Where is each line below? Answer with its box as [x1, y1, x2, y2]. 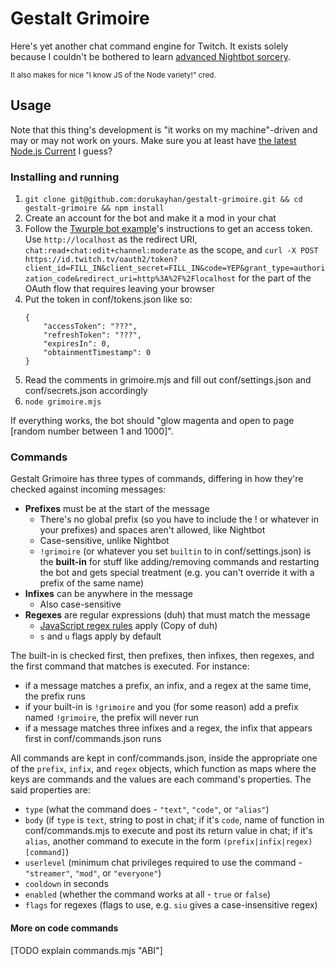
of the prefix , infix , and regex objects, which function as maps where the [10, 763, 317, 775]
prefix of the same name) [39, 577, 145, 589]
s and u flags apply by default [39, 630, 162, 642]
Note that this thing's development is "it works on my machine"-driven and [10, 123, 318, 136]
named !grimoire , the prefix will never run [24, 712, 199, 724]
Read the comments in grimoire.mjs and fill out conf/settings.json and [24, 374, 312, 386]
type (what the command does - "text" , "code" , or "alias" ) [24, 803, 270, 816]
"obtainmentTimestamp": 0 [43, 348, 152, 358]
